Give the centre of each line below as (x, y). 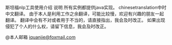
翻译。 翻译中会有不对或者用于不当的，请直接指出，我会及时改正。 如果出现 (85, 20)
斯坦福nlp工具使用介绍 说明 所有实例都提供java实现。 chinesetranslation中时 (86, 7)
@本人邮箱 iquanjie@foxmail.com (41, 37)
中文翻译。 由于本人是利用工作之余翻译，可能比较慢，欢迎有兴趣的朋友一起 (85, 14)
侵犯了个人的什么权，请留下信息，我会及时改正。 (57, 26)
